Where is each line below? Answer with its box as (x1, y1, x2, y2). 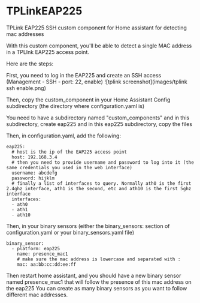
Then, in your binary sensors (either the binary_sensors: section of (6, 222, 170, 229)
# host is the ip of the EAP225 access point (11, 149, 128, 155)
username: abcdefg (11, 170, 58, 176)
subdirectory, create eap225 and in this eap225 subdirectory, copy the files (6, 120, 193, 127)
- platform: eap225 (11, 245, 60, 251)
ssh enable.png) (6, 84, 46, 91)
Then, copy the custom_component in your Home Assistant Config (6, 96, 171, 103)
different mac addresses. (6, 291, 68, 298)
